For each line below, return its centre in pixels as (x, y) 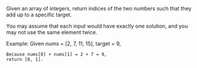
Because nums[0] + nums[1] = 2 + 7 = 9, (57, 55)
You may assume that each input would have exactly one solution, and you (97, 26)
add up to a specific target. (39, 15)
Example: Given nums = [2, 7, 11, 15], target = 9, (64, 44)
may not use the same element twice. (52, 32)
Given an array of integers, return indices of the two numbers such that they (99, 8)
